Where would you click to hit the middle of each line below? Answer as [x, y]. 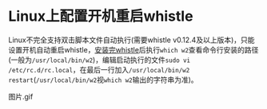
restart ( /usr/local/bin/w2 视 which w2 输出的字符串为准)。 [103, 80]
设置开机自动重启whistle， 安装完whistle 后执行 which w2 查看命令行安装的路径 [133, 49]
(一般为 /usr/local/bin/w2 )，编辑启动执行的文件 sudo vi [100, 60]
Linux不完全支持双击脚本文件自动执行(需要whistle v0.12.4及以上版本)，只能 [132, 40]
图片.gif [21, 96]
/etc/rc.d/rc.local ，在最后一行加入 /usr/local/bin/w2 [99, 69]
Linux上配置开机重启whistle [101, 16]
